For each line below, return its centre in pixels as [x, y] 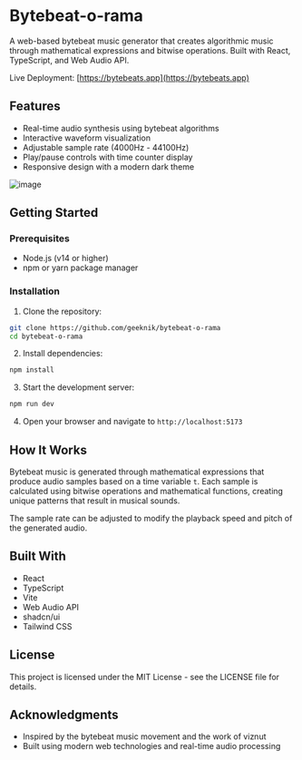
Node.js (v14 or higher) [65, 258]
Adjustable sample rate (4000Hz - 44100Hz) [106, 147]
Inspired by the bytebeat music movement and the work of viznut [144, 736]
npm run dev [32, 404]
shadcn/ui [41, 617]
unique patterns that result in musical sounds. [95, 501]
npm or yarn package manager [80, 268]
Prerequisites [39, 239]
